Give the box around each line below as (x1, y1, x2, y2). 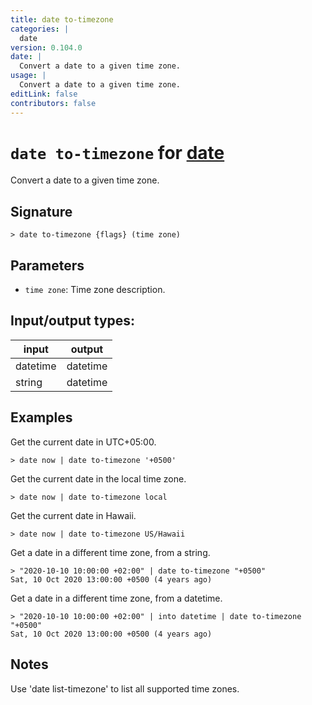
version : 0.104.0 (10, 42, 83, 53)
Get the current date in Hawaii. (10, 509, 137, 521)
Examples (10, 409, 73, 426)
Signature (10, 203, 73, 220)
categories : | (10, 24, 70, 34)
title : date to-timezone (10, 14, 114, 25)
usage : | (10, 71, 47, 81)
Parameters (10, 257, 85, 274)
